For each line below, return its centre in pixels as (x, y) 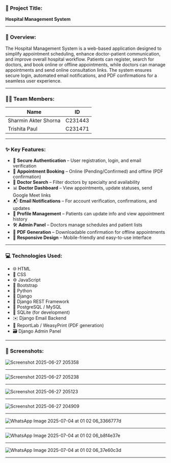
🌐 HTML (21, 269)
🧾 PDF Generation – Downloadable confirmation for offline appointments (89, 232)
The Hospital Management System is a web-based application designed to (83, 48)
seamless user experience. (34, 80)
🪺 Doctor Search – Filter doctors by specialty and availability (76, 182)
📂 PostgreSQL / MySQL (37, 307)
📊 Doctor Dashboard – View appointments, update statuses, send (82, 188)
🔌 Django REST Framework (41, 302)
